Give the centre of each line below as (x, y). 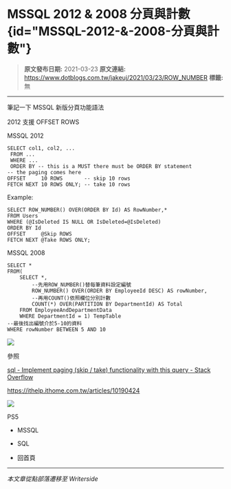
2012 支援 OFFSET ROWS (43, 122)
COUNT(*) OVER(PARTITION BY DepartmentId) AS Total (108, 304)
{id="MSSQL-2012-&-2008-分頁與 (107, 31)
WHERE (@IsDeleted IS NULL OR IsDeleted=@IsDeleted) (84, 222)
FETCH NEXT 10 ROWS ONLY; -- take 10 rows (69, 184)
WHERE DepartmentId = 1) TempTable (70, 316)
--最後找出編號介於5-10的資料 (45, 323)
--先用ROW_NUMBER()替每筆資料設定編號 (82, 284)
